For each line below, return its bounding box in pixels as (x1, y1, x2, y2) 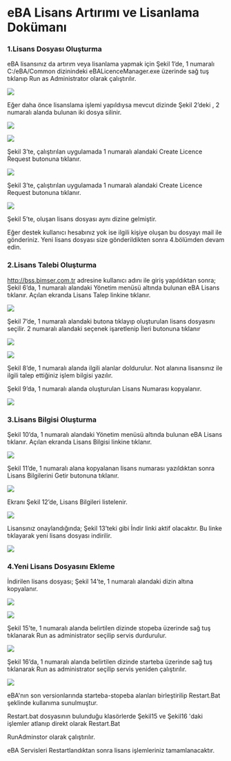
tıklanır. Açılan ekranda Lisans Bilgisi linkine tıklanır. (7, 438, 152, 447)
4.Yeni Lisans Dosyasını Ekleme (7, 562, 115, 571)
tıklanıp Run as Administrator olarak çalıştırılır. (7, 75, 137, 83)
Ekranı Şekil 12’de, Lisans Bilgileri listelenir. (7, 498, 128, 506)
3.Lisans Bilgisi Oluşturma (7, 415, 97, 424)
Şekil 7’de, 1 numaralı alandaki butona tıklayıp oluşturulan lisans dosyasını (7, 317, 215, 326)
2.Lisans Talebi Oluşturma (7, 261, 97, 270)
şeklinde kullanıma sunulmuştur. (7, 699, 99, 707)
